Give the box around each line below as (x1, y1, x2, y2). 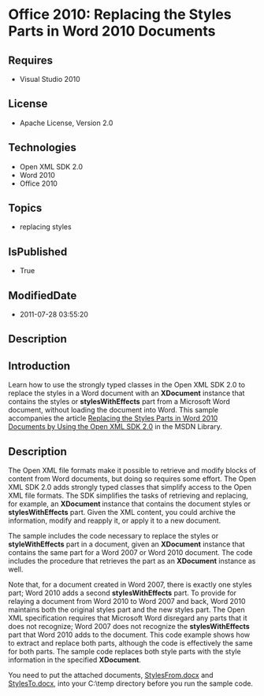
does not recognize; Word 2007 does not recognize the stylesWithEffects (8, 622, 250, 631)
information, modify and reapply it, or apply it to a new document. (8, 516, 221, 525)
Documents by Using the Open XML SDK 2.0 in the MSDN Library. (8, 422, 222, 431)
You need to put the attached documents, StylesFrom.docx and (8, 671, 214, 680)
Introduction (8, 359, 71, 372)
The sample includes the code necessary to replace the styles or (8, 531, 219, 541)
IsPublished (8, 245, 68, 258)
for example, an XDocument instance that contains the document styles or (8, 499, 251, 509)
